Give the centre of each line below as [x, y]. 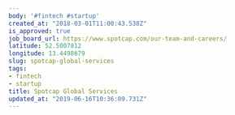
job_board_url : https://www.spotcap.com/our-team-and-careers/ [118, 38]
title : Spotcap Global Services [63, 91]
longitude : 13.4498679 [47, 53]
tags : [17, 69]
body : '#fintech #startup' [54, 16]
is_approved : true [39, 31]
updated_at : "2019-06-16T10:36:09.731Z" [78, 99]
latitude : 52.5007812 [45, 46]
